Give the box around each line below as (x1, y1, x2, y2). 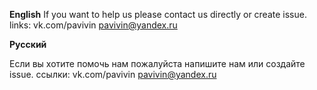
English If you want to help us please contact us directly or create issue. (9, 9, 307, 20)
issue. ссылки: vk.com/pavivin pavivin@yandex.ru (9, 69, 217, 80)
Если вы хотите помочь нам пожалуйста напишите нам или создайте (9, 58, 306, 69)
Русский (9, 39, 47, 50)
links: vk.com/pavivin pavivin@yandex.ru (9, 19, 178, 31)
